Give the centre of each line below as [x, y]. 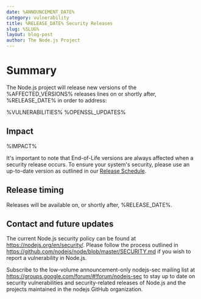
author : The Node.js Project [43, 40]
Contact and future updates [60, 224]
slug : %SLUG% [23, 29]
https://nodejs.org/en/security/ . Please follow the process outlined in [92, 245]
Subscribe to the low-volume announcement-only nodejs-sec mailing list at [101, 270]
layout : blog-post [30, 35]
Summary [31, 70]
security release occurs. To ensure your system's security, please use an [98, 164]
